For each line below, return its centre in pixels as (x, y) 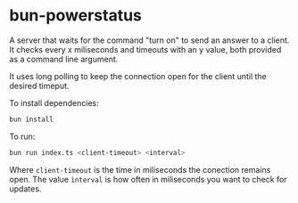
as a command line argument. (64, 59)
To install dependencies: (54, 102)
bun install (31, 119)
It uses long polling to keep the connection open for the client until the (138, 76)
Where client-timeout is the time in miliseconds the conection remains (140, 169)
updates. (25, 189)
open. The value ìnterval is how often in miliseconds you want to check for (148, 179)
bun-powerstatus (76, 16)
